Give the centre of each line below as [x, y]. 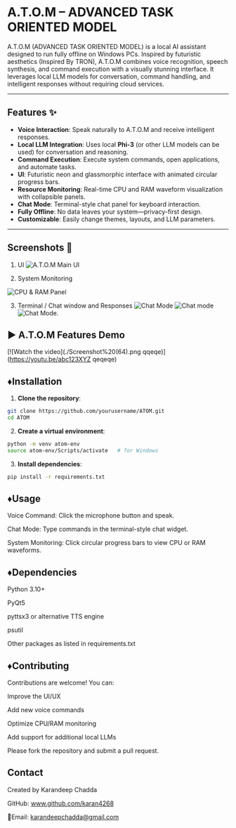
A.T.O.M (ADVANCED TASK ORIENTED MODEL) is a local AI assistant [107, 46]
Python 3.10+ [26, 589]
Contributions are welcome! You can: [61, 683]
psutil [15, 630]
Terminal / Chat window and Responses [75, 305]
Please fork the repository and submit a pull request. [83, 751]
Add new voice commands [46, 710]
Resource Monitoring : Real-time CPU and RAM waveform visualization [120, 189]
